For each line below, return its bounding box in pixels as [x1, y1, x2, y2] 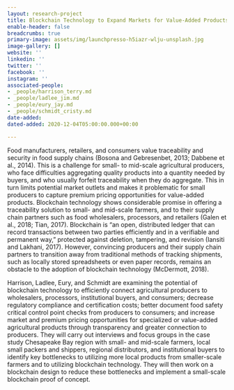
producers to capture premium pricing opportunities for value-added [7, 190, 204, 199]
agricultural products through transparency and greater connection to [7, 323, 208, 331]
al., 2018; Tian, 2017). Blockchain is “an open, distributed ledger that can [7, 220, 215, 229]
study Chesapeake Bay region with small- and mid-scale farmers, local [7, 338, 211, 346]
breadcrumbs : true [7, 29, 61, 37]
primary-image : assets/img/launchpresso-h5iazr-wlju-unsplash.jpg [7, 36, 204, 43]
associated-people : [7, 82, 64, 89]
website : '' [7, 50, 42, 57]
